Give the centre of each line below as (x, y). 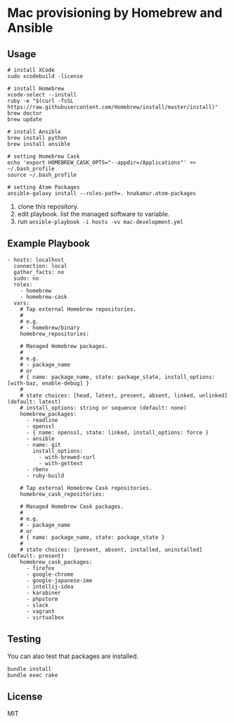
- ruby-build (45, 476)
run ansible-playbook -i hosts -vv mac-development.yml (100, 221)
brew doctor (25, 113)
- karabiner (43, 593)
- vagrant (40, 611)
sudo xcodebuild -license (45, 76)
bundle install (30, 669)
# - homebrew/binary (50, 328)
